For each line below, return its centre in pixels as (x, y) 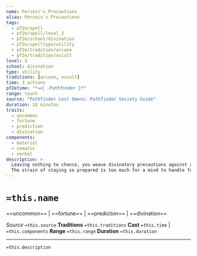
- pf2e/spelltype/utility (43, 45)
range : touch (22, 94)
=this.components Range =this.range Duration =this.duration (81, 231)
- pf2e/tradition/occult (42, 55)
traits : (16, 110)
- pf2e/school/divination (43, 39)
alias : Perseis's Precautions (43, 17)
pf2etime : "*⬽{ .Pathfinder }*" (46, 88)
